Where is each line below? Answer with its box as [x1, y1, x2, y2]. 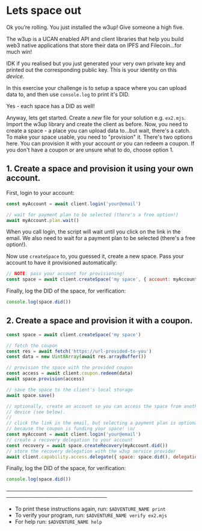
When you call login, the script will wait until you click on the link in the [6, 228, 181, 235]
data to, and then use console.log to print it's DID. [6, 91, 130, 98]
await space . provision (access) [6, 376, 85, 382]
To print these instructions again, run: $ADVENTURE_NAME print [14, 505, 166, 513]
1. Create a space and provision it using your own [6, 164, 194, 174]
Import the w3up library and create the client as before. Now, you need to [6, 120, 188, 127]
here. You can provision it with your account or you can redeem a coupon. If [6, 139, 195, 147]
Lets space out [6, 4, 82, 17]
